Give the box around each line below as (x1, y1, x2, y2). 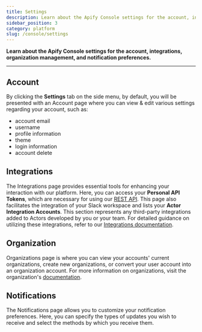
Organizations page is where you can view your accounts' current (6, 254, 170, 261)
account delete (14, 149, 53, 156)
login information (14, 142, 57, 150)
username (14, 124, 40, 131)
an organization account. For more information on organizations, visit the (6, 267, 186, 274)
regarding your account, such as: (6, 106, 88, 113)
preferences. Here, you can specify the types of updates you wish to (6, 313, 177, 320)
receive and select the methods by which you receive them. (6, 319, 155, 327)
